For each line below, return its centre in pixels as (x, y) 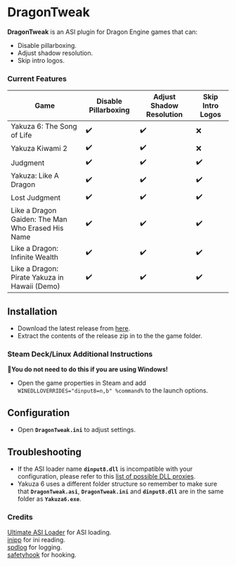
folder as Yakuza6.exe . (50, 498)
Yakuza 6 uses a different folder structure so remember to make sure (117, 484)
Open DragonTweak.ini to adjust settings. (76, 430)
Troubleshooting (45, 452)
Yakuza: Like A (35, 176)
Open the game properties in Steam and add (81, 383)
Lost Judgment (36, 197)
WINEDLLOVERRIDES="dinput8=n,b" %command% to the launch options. (113, 390)
